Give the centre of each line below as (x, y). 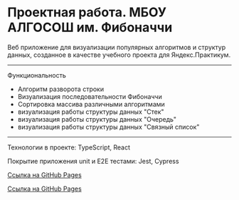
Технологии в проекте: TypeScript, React (69, 147)
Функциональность (37, 75)
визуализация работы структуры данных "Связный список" (108, 127)
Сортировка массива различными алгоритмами (91, 104)
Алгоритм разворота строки (61, 89)
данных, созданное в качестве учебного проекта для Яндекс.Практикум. (119, 55)
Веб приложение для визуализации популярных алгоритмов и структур (117, 47)
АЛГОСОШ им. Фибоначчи (90, 27)
